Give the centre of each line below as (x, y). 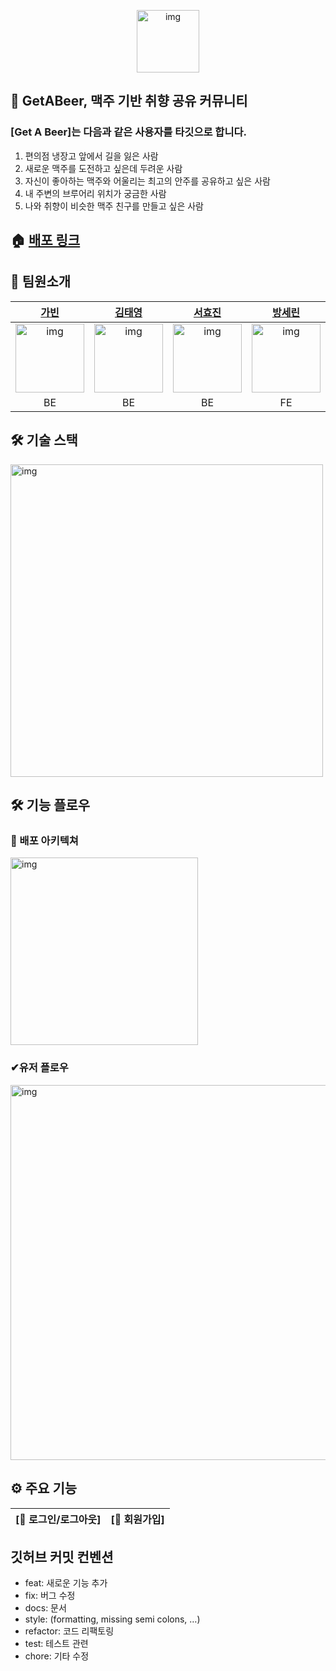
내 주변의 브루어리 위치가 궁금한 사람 (95, 193)
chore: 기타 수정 (57, 1656)
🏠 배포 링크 (45, 240)
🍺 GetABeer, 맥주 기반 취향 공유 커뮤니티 (129, 101)
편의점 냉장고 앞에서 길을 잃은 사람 (91, 156)
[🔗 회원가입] (137, 1519)
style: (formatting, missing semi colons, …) (112, 1619)
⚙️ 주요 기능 (44, 1488)
